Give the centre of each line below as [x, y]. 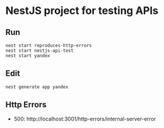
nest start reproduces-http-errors [49, 45]
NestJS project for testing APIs [82, 11]
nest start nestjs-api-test [40, 51]
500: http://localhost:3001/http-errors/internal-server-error [85, 119]
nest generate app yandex [37, 87]
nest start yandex [28, 56]
